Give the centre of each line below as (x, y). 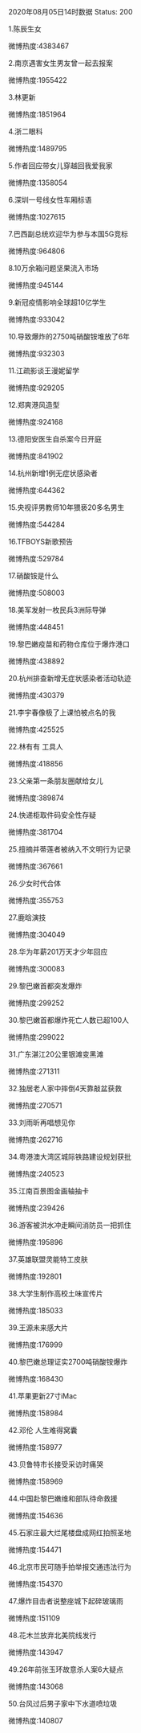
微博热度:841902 (36, 456)
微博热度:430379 (36, 695)
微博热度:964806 (37, 251)
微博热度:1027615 (37, 217)
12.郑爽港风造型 (34, 405)
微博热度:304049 (37, 934)
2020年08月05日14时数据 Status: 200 (70, 12)
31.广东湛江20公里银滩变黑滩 (56, 1054)
